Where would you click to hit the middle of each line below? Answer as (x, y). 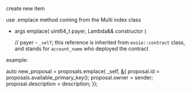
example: (17, 60)
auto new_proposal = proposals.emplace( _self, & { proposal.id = (83, 71)
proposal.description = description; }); (52, 84)
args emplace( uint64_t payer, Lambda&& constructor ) (81, 31)
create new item (25, 8)
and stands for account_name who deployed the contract (81, 49)
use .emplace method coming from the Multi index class (74, 20)
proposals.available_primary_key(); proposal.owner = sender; (80, 77)
